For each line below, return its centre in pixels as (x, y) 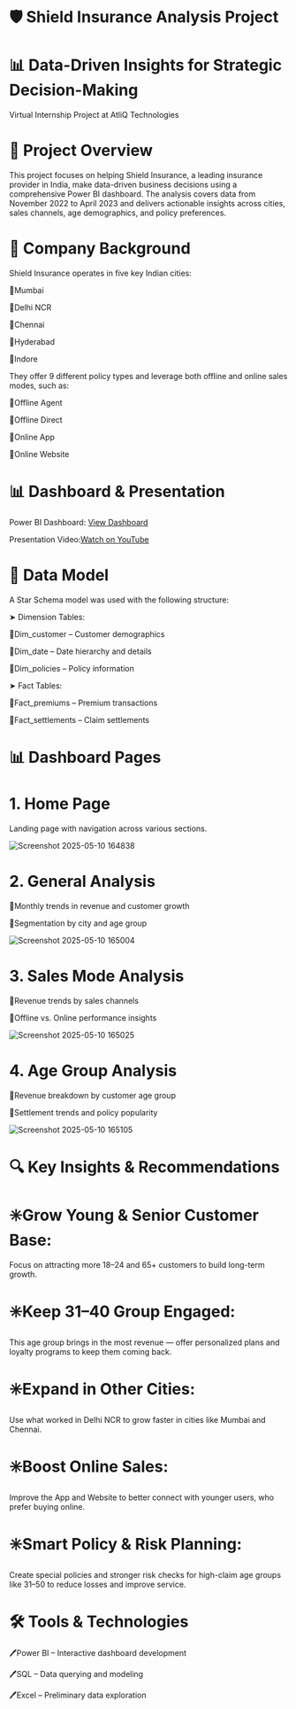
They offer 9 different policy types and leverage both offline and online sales (148, 376)
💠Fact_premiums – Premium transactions (83, 703)
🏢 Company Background (100, 249)
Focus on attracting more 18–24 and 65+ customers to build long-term (137, 1264)
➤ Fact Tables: (36, 685)
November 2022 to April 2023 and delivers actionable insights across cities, (147, 204)
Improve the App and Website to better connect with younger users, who (142, 1497)
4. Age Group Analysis (93, 1071)
